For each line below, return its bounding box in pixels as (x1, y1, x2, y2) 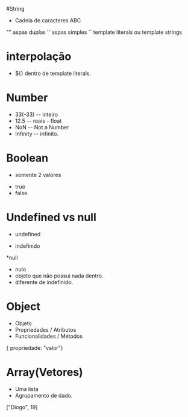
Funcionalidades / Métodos (14, 332, 83, 340)
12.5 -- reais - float (14, 117, 62, 124)
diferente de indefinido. (14, 278, 74, 286)
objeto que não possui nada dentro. (14, 272, 104, 279)
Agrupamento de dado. (14, 392, 73, 399)
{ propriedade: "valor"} (6, 344, 63, 351)
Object (6, 299, 41, 313)
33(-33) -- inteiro (14, 111, 58, 118)
